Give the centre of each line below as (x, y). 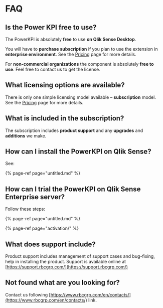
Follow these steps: (25, 209)
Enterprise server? (35, 197)
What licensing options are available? (65, 85)
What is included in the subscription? (65, 118)
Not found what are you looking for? (63, 283)
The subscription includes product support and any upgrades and (74, 130)
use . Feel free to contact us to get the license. (53, 69)
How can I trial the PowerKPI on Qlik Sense (73, 189)
